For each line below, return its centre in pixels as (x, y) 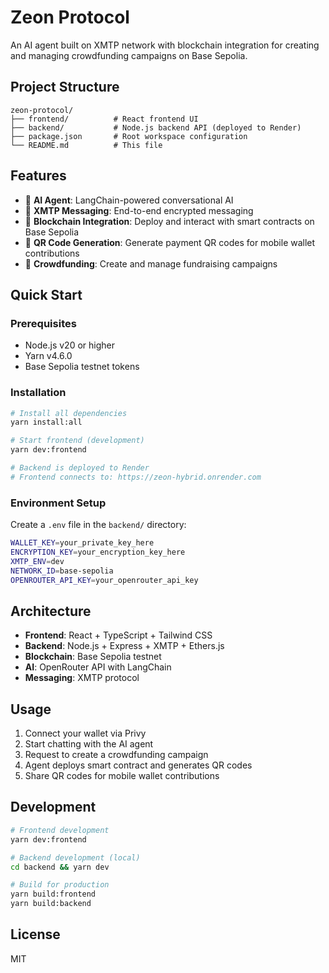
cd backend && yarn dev (60, 867)
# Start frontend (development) (77, 441)
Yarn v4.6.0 (48, 356)
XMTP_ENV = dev (37, 561)
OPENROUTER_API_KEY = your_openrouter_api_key (104, 580)
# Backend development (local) (75, 857)
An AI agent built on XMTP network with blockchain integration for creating (165, 45)
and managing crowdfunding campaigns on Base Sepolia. (129, 55)
